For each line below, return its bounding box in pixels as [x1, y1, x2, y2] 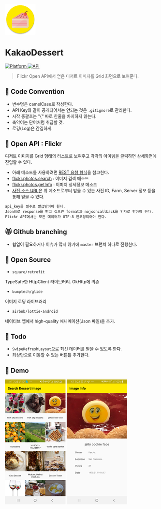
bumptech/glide [12, 289, 43, 294]
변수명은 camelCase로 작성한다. [12, 101, 73, 107]
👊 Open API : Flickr [5, 139, 62, 148]
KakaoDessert [5, 47, 64, 58]
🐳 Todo [5, 333, 27, 340]
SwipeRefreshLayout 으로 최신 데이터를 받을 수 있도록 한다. [12, 346, 122, 352]
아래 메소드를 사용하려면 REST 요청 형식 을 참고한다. [12, 170, 110, 175]
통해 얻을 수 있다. [12, 194, 44, 200]
